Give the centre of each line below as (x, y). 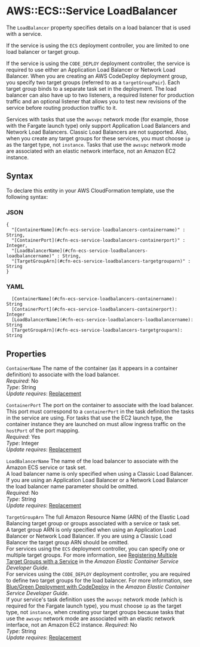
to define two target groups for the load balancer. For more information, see (99, 581)
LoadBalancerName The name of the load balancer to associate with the (92, 461)
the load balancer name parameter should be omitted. (72, 486)
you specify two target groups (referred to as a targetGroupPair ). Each (93, 82)
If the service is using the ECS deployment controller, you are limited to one (98, 45)
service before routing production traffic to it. (62, 107)
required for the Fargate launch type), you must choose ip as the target (94, 606)
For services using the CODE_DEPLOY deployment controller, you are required (98, 574)
